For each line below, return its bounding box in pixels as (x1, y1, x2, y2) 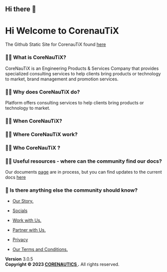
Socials (12, 208, 28, 214)
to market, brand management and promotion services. (5, 76, 119, 82)
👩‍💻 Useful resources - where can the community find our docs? (5, 158, 162, 165)
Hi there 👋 (5, 5, 36, 13)
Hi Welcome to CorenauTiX (5, 25, 120, 36)
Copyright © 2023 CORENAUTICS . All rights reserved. (5, 262, 120, 268)
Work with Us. (12, 218, 41, 224)
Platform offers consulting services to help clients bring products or (5, 99, 144, 105)
